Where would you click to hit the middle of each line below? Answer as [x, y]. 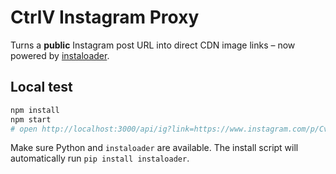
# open [24, 129]
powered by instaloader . [60, 55]
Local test [41, 87]
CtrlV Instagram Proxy [105, 17]
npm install [35, 110]
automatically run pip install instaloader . [100, 158]
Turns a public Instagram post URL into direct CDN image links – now [153, 45]
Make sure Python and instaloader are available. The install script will [154, 148]
